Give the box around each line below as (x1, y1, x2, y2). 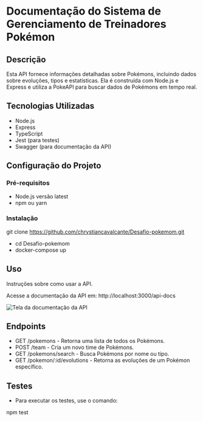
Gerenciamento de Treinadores (6, 17, 167, 31)
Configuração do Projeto (6, 161, 101, 171)
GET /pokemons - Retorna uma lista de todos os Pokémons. (15, 337, 165, 345)
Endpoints (6, 321, 46, 331)
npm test (6, 409, 29, 416)
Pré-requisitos (6, 179, 50, 187)
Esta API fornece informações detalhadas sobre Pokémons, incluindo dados (6, 71, 196, 77)
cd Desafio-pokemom (15, 240, 70, 247)
